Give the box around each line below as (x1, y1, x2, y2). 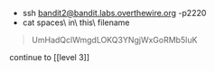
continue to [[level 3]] (9, 52, 90, 62)
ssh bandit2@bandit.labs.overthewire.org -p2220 (22, 8, 207, 18)
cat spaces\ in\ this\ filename (22, 17, 130, 28)
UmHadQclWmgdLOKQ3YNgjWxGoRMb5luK (31, 35, 198, 45)
